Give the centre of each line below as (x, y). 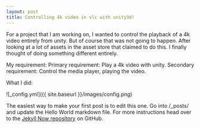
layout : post (22, 12)
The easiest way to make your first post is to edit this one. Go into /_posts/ (98, 105)
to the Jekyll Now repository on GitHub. (55, 118)
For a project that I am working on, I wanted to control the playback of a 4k (98, 34)
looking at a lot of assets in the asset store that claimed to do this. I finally (96, 47)
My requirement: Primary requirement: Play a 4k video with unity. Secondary (100, 65)
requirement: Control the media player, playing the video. (76, 71)
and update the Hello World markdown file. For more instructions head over (99, 112)
